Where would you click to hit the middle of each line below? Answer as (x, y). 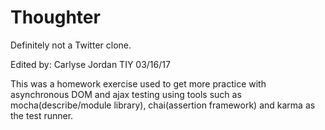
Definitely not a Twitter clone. (71, 45)
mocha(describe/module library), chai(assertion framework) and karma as (163, 105)
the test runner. (42, 115)
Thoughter (55, 17)
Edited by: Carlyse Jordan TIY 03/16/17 (90, 64)
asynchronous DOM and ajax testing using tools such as (126, 94)
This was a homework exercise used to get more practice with (138, 83)
